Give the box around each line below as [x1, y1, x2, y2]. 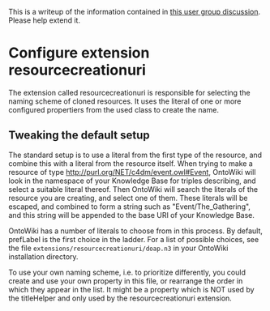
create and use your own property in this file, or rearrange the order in [8, 275, 243, 286]
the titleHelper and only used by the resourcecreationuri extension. [8, 293, 233, 303]
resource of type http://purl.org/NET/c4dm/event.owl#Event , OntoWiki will [8, 167, 256, 177]
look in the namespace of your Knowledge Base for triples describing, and [8, 176, 257, 185]
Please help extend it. [8, 15, 81, 25]
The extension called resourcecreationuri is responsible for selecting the [8, 87, 251, 97]
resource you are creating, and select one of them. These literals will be [8, 193, 248, 202]
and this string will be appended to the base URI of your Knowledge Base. [8, 210, 255, 219]
